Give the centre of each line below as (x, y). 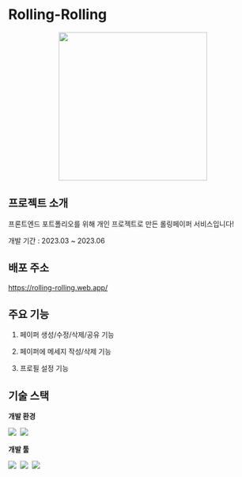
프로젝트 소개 (38, 203)
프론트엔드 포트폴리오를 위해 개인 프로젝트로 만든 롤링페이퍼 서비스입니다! (121, 224)
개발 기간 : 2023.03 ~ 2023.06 (57, 240)
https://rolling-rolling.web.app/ (58, 287)
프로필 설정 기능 (44, 369)
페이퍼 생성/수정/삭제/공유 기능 (67, 335)
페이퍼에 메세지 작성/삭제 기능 (66, 352)
